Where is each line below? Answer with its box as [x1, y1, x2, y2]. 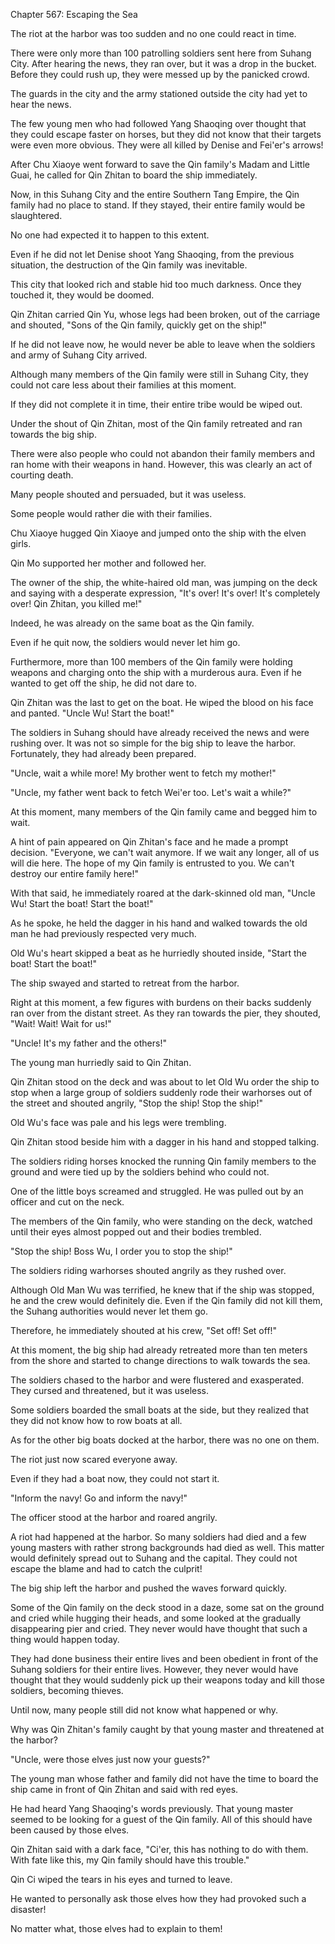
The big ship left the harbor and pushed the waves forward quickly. [10, 1582, 288, 1594]
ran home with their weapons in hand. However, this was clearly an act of [10, 459, 313, 470]
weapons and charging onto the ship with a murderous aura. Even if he [10, 667, 302, 678]
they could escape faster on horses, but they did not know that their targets [10, 129, 322, 140]
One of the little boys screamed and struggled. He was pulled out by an [10, 1185, 304, 1197]
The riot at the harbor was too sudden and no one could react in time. [10, 28, 297, 39]
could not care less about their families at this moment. [10, 379, 237, 391]
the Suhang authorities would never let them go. [10, 1305, 209, 1317]
